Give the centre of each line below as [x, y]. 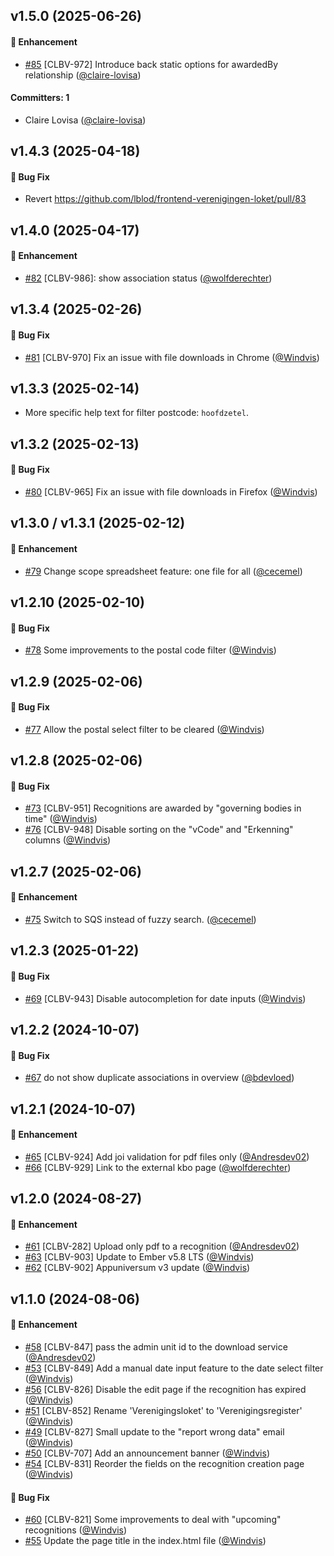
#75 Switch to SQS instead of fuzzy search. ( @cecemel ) [140, 919]
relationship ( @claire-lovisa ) [83, 75]
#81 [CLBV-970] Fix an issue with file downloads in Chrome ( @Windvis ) [172, 357]
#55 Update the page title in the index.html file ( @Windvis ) [145, 1541]
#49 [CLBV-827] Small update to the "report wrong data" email [154, 1431]
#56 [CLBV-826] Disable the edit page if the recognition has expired [165, 1389]
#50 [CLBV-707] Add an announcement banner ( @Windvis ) [147, 1453]
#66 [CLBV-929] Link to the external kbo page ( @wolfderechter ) [158, 1167]
